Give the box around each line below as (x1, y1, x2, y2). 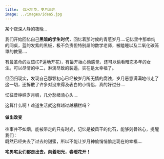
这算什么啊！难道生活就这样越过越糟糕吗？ (5, 102, 91, 108)
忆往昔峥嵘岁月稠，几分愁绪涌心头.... (5, 91, 79, 98)
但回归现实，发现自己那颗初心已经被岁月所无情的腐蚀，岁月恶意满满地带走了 (5, 75, 159, 81)
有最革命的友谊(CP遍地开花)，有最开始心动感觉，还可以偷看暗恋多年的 (5, 59, 147, 65)
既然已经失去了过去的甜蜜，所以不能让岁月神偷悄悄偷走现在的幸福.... (5, 138, 143, 144)
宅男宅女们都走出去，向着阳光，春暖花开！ (5, 149, 91, 155)
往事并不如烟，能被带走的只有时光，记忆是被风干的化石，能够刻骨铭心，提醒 (5, 126, 159, 132)
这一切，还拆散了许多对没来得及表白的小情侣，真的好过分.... (5, 81, 126, 87)
